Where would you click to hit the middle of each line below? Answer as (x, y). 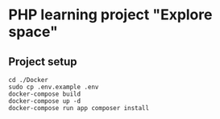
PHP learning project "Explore (110, 15)
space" (33, 32)
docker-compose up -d (45, 101)
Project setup (43, 62)
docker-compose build (45, 94)
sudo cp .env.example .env (54, 87)
